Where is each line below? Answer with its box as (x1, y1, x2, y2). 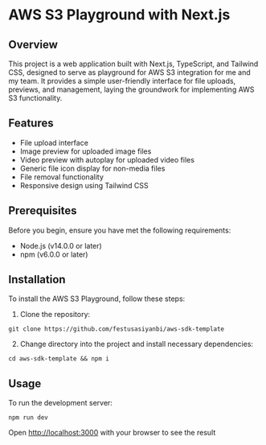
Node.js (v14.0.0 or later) (19, 241, 102, 250)
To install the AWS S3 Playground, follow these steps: (8, 294, 186, 303)
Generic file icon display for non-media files (19, 163, 166, 173)
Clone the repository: (19, 310, 91, 319)
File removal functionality (19, 171, 104, 182)
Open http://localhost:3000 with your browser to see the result (8, 428, 216, 438)
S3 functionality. (8, 93, 63, 102)
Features (8, 117, 54, 130)
